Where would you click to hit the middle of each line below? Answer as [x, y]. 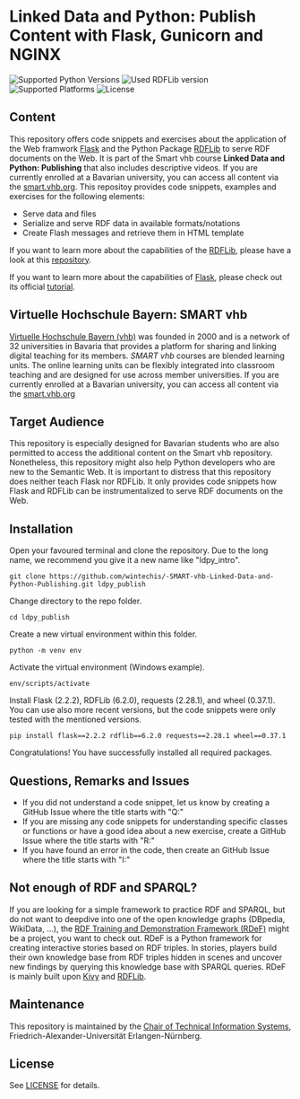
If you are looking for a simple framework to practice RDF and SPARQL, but [147, 910]
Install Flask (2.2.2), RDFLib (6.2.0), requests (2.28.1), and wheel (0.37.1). [142, 700]
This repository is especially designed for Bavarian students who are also [144, 444]
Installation [41, 528]
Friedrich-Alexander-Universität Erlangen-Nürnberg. [106, 1035]
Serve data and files [59, 214]
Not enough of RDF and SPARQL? [103, 888]
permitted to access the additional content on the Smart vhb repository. [141, 453]
